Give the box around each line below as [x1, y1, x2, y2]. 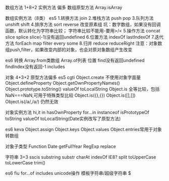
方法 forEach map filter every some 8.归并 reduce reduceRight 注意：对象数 [5, 40, 162, 46]
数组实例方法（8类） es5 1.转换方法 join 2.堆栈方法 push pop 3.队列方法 [5, 15, 154, 21]
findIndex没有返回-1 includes [5, 64, 66, 70]
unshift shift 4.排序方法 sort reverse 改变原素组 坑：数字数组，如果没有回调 [5, 22, 161, 27]
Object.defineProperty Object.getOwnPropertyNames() [5, 80, 120, 86]
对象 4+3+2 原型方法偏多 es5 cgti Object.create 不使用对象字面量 [5, 75, 141, 80]
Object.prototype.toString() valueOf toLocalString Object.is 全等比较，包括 [5, 86, 160, 92]
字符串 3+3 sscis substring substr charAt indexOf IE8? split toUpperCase [5, 154, 156, 160]
